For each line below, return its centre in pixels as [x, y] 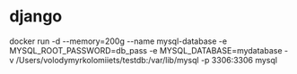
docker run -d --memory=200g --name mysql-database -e [118, 41]
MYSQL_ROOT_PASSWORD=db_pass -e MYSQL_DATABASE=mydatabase [146, 50]
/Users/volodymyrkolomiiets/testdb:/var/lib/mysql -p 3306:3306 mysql [147, 60]
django [36, 16]
